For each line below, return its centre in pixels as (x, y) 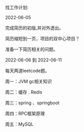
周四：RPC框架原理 (25, 113)
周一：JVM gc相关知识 (28, 81)
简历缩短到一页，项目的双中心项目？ (42, 39)
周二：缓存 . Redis (24, 92)
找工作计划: (17, 7)
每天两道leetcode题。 (27, 71)
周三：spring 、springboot (32, 103)
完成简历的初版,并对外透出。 (34, 28)
